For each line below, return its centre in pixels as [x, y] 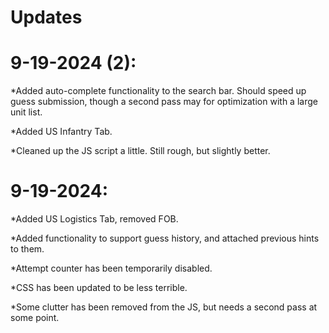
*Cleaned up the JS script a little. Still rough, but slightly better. [140, 151]
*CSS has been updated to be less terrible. [99, 288]
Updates [46, 17]
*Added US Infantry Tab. [61, 132]
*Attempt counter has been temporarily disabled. [111, 268]
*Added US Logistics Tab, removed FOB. [94, 219]
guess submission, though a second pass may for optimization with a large [164, 102]
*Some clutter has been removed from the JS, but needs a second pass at [164, 307]
